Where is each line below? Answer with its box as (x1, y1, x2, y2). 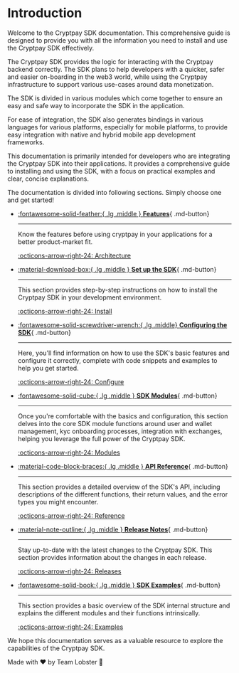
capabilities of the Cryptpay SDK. (7, 644, 105, 652)
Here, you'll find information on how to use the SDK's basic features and (17, 349, 230, 357)
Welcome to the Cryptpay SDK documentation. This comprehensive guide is (7, 28, 230, 37)
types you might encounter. (17, 497, 99, 506)
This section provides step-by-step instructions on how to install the (17, 285, 218, 294)
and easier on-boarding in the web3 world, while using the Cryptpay (7, 73, 208, 81)
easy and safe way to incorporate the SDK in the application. (7, 101, 185, 110)
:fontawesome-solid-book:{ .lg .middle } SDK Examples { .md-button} (17, 581, 221, 589)
